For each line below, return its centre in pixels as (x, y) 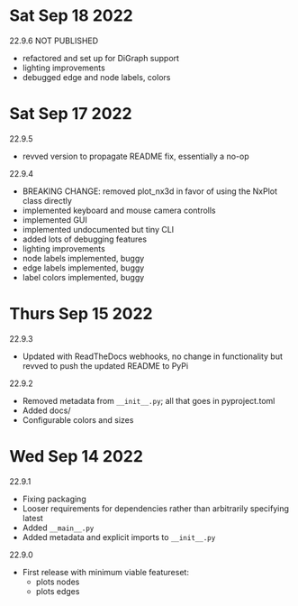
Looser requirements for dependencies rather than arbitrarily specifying (156, 508)
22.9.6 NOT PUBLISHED (54, 41)
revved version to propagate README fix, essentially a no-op (135, 156)
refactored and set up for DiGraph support (101, 58)
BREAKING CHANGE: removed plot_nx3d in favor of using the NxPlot (149, 191)
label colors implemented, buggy (83, 277)
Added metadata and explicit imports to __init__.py (119, 537)
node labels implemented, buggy (83, 258)
